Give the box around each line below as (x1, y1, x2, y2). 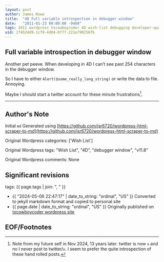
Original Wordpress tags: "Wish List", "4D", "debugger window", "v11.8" (5, 147, 148, 153)
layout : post (5, 7, 32, 12)
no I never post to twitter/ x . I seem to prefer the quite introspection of (12, 246, 151, 252)
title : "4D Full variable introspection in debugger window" (5, 16, 134, 21)
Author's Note (5, 110, 49, 118)
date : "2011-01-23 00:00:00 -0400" (5, 21, 82, 26)
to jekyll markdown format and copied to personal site (12, 199, 121, 205)
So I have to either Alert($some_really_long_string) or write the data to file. (5, 75, 159, 81)
